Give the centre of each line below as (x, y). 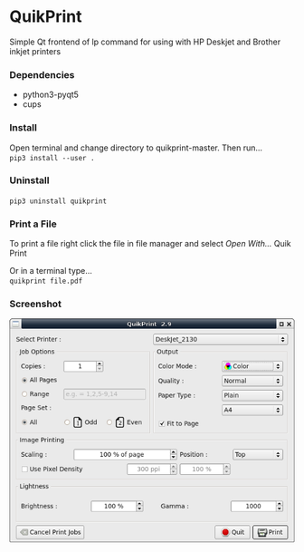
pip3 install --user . (52, 158)
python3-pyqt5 (51, 95)
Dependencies (42, 74)
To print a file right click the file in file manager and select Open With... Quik (150, 244)
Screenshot (35, 304)
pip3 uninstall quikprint (58, 201)
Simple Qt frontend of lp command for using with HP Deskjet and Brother (145, 42)
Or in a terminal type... (51, 271)
